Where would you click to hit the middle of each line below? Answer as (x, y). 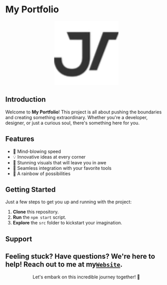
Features (20, 139)
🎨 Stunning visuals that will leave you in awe (59, 162)
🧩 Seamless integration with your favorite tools (62, 168)
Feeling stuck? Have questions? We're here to (80, 256)
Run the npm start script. (40, 217)
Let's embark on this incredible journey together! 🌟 (86, 277)
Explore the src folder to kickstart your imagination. (67, 223)
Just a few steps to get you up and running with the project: (69, 202)
